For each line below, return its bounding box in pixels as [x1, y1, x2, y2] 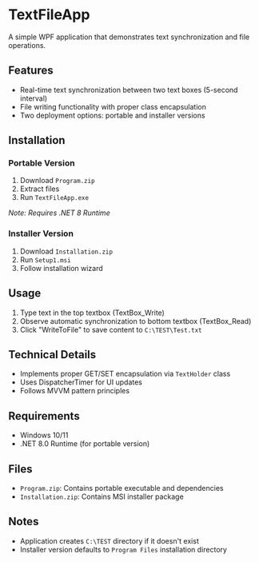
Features [8, 64, 54, 78]
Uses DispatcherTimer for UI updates [19, 377, 142, 387]
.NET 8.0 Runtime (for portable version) [19, 439, 150, 448]
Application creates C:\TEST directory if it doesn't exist [19, 536, 200, 545]
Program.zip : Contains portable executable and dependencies [19, 483, 224, 492]
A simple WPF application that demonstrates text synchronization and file [8, 32, 250, 42]
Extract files [19, 184, 60, 193]
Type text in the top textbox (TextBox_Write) [19, 308, 165, 317]
